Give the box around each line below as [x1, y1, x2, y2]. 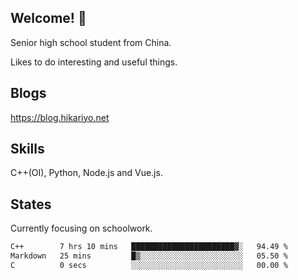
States [10, 196, 52, 213]
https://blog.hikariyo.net [10, 111, 110, 123]
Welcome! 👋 [10, 10, 87, 27]
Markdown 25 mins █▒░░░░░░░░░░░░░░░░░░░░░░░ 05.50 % [10, 251, 288, 261]
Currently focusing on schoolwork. [10, 222, 153, 235]
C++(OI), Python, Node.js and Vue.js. [10, 167, 163, 179]
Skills [10, 141, 45, 158]
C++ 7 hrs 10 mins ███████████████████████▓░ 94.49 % [10, 242, 288, 252]
